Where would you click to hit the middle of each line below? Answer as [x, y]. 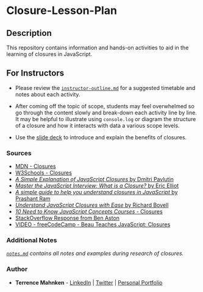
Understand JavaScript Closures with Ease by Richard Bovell [92, 205]
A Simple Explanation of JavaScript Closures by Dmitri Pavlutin [94, 179]
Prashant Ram [33, 199]
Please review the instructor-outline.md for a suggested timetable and [105, 88]
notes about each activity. [48, 94]
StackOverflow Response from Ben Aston [67, 218]
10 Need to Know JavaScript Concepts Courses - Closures [89, 212]
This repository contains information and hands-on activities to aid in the [98, 47]
